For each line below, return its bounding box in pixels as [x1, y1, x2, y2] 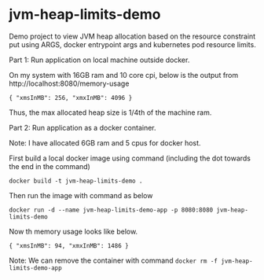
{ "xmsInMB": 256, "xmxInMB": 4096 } [9, 94, 133, 101]
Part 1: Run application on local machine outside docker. [9, 55, 190, 64]
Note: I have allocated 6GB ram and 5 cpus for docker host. [9, 138, 201, 147]
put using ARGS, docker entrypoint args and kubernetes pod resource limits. [9, 39, 256, 49]
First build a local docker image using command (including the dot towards [9, 153, 251, 163]
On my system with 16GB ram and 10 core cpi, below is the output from [9, 70, 239, 79]
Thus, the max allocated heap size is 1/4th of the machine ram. [9, 108, 212, 117]
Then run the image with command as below [9, 190, 153, 200]
